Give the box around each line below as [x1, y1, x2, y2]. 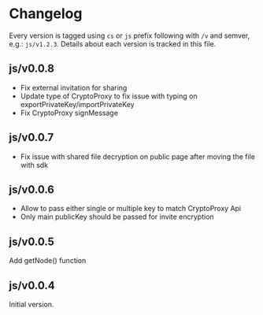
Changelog [9, 5, 83, 23]
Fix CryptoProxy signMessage [20, 108, 119, 117]
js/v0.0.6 [9, 183, 54, 196]
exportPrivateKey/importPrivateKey [20, 99, 135, 109]
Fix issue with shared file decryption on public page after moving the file [20, 151, 255, 161]
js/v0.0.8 [9, 62, 54, 76]
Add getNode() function [9, 256, 87, 265]
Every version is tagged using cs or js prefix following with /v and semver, [9, 31, 250, 40]
